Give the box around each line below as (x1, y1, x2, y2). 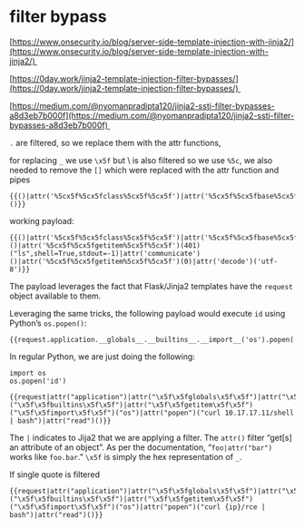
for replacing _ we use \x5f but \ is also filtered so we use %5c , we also (9, 154, 273, 165)
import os (9, 368, 47, 377)
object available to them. (9, 290, 102, 301)
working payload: (9, 215, 74, 226)
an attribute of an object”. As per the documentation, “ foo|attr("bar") (9, 442, 273, 453)
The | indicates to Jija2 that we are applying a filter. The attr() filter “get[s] (9, 432, 292, 443)
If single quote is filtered (9, 469, 101, 480)
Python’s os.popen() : (9, 318, 87, 328)
